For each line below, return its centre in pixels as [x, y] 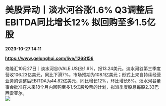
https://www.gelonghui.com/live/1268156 [49, 58]
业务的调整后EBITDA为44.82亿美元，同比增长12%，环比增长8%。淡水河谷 [81, 81]
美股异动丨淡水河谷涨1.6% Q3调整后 [79, 10]
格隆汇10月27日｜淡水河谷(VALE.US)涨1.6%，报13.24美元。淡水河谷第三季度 [83, 68]
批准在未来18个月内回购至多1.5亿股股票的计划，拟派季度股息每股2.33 [84, 87]
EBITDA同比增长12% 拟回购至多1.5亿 [81, 22]
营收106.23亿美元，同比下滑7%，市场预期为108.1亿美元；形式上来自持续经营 [83, 74]
